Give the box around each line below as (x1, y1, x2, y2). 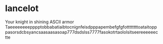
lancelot (5, 3, 39, 14)
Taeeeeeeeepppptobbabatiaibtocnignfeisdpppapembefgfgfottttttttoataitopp (5, 24, 157, 29)
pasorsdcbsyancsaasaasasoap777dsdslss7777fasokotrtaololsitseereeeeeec (5, 29, 158, 35)
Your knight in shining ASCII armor (5, 19, 74, 25)
